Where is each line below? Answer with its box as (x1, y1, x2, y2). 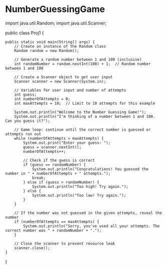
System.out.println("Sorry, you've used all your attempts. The (23, 223, 160, 228)
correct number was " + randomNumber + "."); (5, 228, 101, 233)
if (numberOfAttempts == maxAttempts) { (14, 219, 99, 224)
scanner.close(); (14, 245, 50, 250)
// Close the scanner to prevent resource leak (14, 241, 115, 246)
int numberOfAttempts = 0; (14, 96, 70, 101)
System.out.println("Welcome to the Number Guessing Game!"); (14, 109, 146, 115)
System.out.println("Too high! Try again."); (31, 184, 128, 189)
